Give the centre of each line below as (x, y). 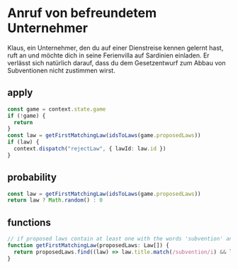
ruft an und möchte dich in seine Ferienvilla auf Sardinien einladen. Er (109, 55)
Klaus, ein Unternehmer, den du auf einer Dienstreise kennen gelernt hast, (115, 48)
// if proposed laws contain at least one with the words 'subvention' (115, 239)
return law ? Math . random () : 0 (55, 200)
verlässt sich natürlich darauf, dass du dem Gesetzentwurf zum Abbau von (117, 62)
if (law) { (23, 142)
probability (32, 178)
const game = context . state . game (57, 109)
